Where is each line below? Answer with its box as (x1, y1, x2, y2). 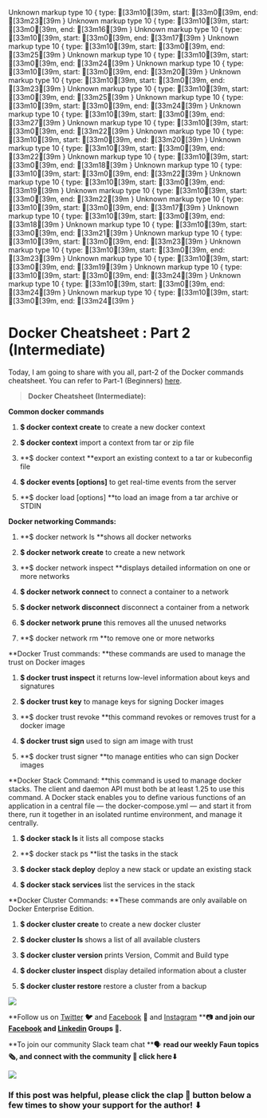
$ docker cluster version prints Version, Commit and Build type (19, 950, 230, 960)
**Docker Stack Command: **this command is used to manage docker (8, 775, 241, 785)
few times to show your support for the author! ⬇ (8, 1099, 202, 1110)
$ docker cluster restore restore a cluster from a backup (19, 981, 207, 990)
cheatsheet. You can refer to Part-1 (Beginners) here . (8, 375, 182, 385)
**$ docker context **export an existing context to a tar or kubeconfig (19, 453, 253, 462)
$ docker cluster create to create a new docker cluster (19, 919, 202, 929)
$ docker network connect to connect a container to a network (19, 587, 230, 597)
